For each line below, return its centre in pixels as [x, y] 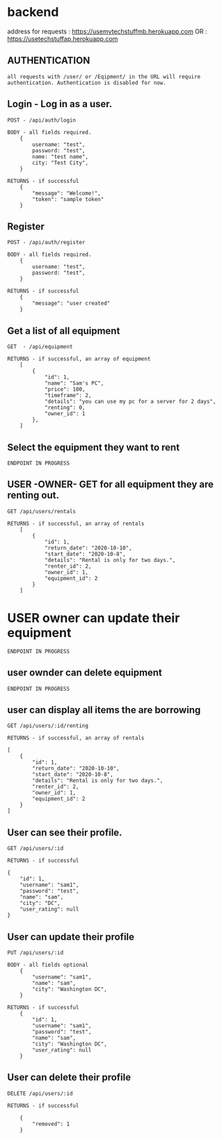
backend [33, 12]
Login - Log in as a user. [60, 104]
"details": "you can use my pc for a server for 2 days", [130, 402]
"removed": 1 [51, 1124]
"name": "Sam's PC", [74, 383]
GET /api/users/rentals [42, 511]
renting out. [33, 496]
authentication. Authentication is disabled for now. [87, 83]
